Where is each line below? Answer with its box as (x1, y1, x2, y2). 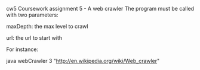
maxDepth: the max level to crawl (6, 23, 88, 30)
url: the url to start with (6, 34, 63, 41)
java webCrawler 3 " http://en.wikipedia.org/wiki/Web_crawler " (6, 58, 160, 64)
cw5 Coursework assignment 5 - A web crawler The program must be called (6, 5, 195, 12)
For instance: (6, 46, 39, 53)
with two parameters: (6, 11, 59, 18)
